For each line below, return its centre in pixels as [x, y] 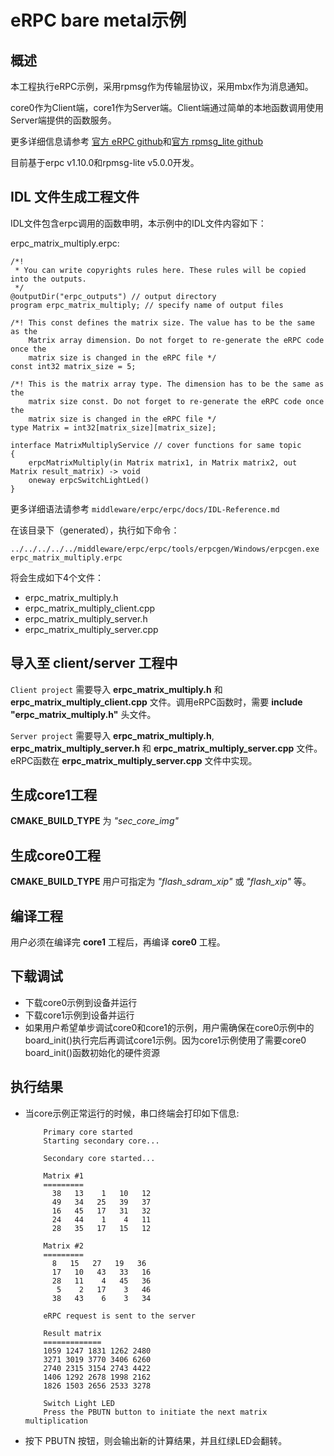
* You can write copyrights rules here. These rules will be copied [160, 270]
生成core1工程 [54, 795]
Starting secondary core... [101, 1141]
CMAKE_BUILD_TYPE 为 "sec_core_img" [94, 821]
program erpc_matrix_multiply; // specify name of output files [147, 305]
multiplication [56, 1421]
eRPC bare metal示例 [98, 20]
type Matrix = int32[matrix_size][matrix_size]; [113, 427]
